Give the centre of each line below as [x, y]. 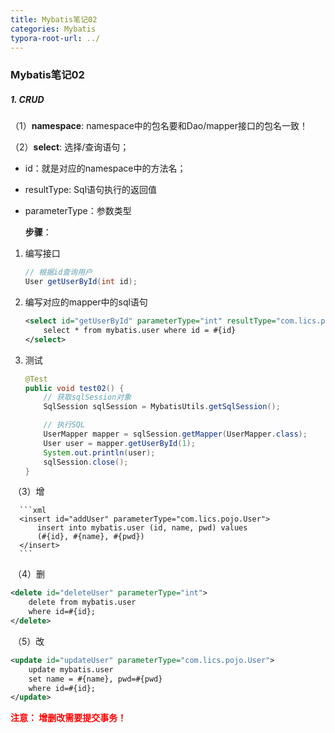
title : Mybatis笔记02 [54, 19]
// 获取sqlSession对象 [87, 397]
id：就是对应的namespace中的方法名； [105, 168]
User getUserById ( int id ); [81, 282]
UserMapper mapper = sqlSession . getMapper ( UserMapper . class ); [175, 434]
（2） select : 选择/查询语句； [70, 147]
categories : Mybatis [53, 29]
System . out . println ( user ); [99, 452]
